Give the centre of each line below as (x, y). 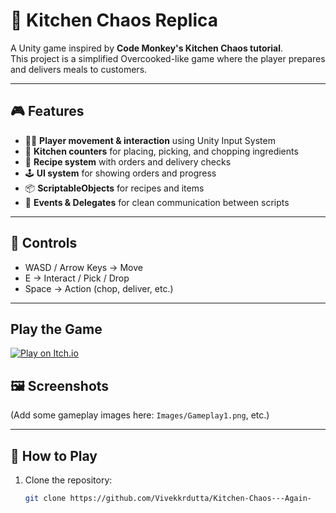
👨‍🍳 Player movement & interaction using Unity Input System (150, 140)
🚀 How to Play (54, 455)
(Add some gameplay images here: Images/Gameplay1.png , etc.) (140, 415)
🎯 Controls (44, 243)
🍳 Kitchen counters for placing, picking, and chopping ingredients (161, 151)
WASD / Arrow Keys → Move (83, 267)
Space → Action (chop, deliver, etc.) (99, 288)
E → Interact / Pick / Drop (77, 278)
